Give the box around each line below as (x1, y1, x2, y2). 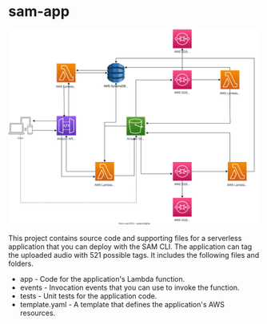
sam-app (8, 2, 70, 21)
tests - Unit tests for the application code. (19, 290, 157, 301)
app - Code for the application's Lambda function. (19, 274, 185, 283)
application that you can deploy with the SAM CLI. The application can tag (8, 242, 253, 251)
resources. (19, 308, 56, 318)
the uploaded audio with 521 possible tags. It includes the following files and (8, 250, 260, 259)
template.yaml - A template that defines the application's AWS (19, 299, 225, 309)
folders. (8, 259, 34, 268)
